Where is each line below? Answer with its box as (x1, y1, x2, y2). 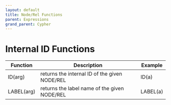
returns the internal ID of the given (40, 71, 122, 78)
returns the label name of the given (40, 85, 124, 92)
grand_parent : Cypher (5, 21, 51, 27)
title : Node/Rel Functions (5, 12, 63, 17)
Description (73, 62, 103, 69)
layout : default (5, 7, 40, 13)
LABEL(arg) (8, 88, 36, 95)
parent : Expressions (5, 17, 49, 22)
